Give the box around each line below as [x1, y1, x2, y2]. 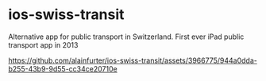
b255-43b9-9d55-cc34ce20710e [8, 64, 118, 73]
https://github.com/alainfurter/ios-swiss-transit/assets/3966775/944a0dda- [8, 56, 258, 65]
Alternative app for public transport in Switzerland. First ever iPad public [8, 32, 245, 41]
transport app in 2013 [8, 40, 79, 49]
